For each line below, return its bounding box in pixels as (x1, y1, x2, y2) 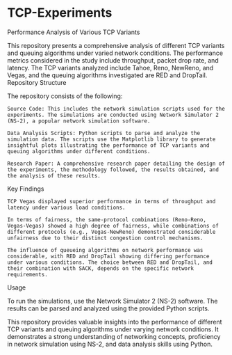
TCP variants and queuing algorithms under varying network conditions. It (7, 325, 219, 333)
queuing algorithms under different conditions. (7, 148, 151, 155)
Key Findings (7, 184, 44, 193)
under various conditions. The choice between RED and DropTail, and (7, 259, 213, 266)
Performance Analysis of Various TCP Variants (7, 28, 140, 36)
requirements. (7, 271, 49, 278)
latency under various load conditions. (7, 204, 126, 211)
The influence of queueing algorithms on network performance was (7, 246, 204, 253)
